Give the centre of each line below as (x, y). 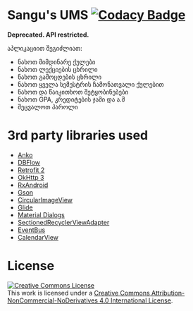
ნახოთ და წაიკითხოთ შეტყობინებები (73, 92)
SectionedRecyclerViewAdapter (63, 222)
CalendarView (38, 237)
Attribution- (168, 293)
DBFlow (29, 162)
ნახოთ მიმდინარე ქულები (56, 62)
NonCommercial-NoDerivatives (53, 300)
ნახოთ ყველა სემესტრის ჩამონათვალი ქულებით (91, 84)
